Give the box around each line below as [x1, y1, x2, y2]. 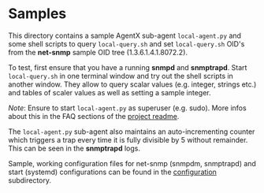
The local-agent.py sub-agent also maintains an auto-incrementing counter [8, 127, 255, 136]
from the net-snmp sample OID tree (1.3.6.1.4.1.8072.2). [8, 47, 188, 57]
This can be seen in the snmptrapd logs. [8, 143, 140, 153]
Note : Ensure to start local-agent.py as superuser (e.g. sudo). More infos [8, 103, 247, 113]
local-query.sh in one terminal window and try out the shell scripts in [8, 71, 234, 80]
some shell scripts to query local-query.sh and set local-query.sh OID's [8, 39, 245, 48]
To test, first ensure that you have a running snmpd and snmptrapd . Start [8, 62, 247, 72]
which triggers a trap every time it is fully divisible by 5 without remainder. [8, 135, 248, 144]
